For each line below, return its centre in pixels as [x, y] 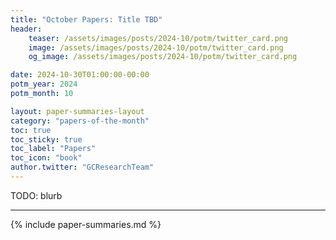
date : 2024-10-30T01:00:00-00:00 [80, 75]
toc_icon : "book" [46, 158]
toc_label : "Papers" [53, 149]
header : [26, 29]
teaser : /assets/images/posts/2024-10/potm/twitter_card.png [158, 38]
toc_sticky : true [46, 139]
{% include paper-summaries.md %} [86, 224]
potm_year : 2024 [44, 84]
